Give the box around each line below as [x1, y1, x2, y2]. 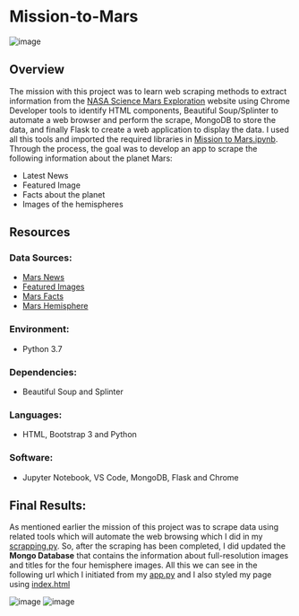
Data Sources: [9, 251, 73, 264]
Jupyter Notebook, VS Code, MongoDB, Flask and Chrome [21, 471, 239, 482]
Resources [9, 224, 71, 240]
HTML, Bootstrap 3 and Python [21, 429, 137, 440]
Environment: [9, 323, 70, 336]
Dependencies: [9, 365, 78, 378]
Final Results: [9, 498, 87, 514]
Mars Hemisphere [21, 301, 89, 312]
